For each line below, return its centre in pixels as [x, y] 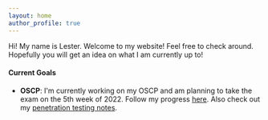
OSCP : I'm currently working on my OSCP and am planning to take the [136, 90]
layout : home [30, 16]
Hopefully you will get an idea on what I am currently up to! [106, 54]
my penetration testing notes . [69, 107]
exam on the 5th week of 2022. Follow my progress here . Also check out [140, 99]
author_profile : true [45, 23]
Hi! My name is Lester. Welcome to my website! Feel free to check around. [131, 46]
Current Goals [32, 73]
